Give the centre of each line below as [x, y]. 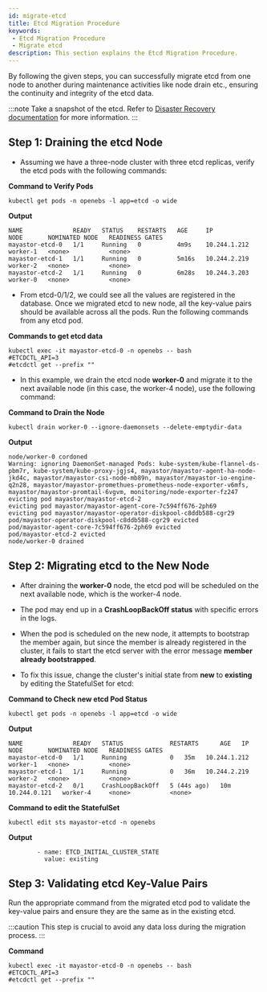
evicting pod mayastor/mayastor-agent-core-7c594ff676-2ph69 [113, 506]
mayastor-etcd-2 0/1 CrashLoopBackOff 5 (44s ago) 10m [119, 785]
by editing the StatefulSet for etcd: [77, 683]
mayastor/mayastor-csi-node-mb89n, [93, 478]
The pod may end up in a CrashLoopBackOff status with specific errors [139, 609]
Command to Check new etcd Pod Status [78, 699]
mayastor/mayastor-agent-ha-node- [198, 471]
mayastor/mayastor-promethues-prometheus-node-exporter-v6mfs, [141, 485]
